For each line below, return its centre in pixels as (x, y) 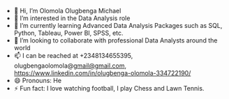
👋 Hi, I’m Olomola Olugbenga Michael (67, 11)
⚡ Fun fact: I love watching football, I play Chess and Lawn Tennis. (109, 88)
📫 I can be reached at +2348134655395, (73, 55)
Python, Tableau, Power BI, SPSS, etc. (68, 33)
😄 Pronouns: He (37, 81)
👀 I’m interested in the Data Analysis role (72, 18)
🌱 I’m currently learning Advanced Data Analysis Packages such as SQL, (118, 25)
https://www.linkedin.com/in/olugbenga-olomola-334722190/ (102, 73)
